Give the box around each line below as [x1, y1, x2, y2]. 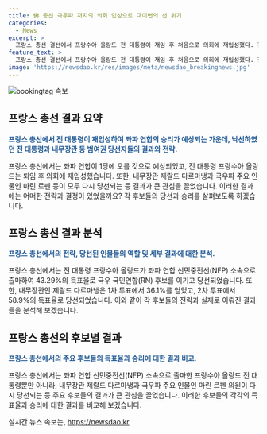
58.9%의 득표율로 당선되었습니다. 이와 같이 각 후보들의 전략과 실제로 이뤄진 [8, 296, 242, 305]
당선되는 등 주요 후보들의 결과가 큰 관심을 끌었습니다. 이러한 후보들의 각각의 [16, 390, 250, 400]
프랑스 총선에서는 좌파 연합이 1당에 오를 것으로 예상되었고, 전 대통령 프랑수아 [8, 161, 245, 171]
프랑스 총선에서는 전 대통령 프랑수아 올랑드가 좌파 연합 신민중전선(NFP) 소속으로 [8, 265, 257, 275]
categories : [8, 19, 48, 27]
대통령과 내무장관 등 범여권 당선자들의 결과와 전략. [24, 144, 178, 153]
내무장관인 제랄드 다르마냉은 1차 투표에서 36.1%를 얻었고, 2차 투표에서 [18, 285, 236, 295]
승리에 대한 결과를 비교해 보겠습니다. [29, 401, 142, 410]
